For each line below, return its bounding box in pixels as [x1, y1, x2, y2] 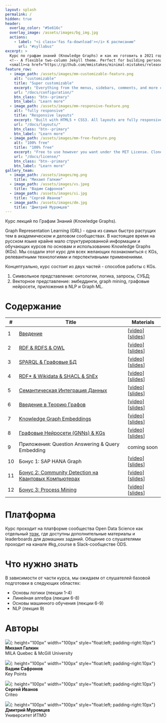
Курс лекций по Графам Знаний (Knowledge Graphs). [5, 218, 117, 224]
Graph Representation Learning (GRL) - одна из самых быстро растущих [5, 228, 156, 234]
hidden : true [5, 16, 32, 21]
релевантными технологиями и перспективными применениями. [5, 254, 143, 260]
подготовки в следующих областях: [5, 580, 81, 586]
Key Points [5, 671, 27, 677]
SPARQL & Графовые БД [19, 359, 77, 365]
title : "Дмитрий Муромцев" [14, 204, 70, 210]
